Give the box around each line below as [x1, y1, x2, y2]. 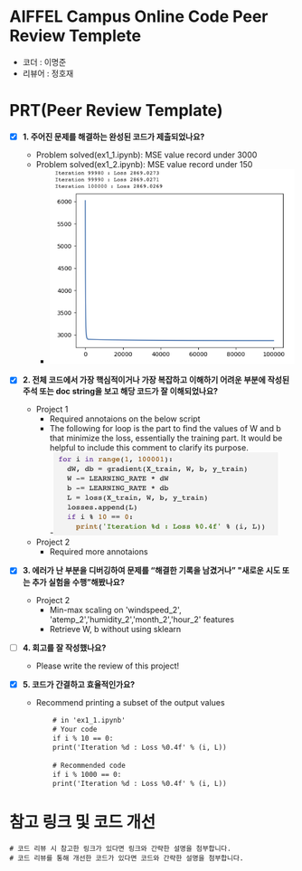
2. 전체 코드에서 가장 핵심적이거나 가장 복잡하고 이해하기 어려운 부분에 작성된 [22, 374, 290, 385]
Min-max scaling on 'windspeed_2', [49, 604, 183, 615]
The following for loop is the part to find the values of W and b [49, 423, 282, 434]
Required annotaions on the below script [49, 413, 201, 424]
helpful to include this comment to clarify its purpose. [49, 442, 249, 453]
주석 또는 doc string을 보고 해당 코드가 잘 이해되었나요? [22, 386, 219, 397]
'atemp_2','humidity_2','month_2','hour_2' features [49, 613, 235, 625]
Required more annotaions [49, 546, 148, 557]
